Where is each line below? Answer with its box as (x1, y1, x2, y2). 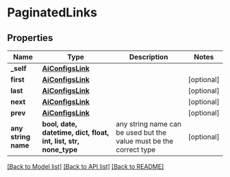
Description (129, 53, 168, 62)
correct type (116, 145, 156, 154)
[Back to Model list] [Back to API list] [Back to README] (7, 163, 164, 170)
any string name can (116, 120, 181, 128)
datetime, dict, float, (42, 128, 110, 137)
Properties (7, 32, 53, 44)
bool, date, (42, 120, 77, 128)
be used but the (116, 128, 166, 137)
